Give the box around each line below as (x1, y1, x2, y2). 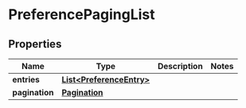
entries (12, 74, 40, 85)
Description (158, 61, 203, 71)
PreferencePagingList (8, 6, 155, 24)
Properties (8, 37, 62, 51)
